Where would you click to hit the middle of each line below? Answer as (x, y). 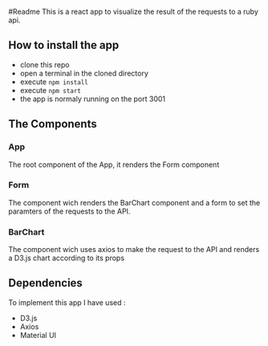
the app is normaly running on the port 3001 (93, 99)
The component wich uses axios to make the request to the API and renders (134, 250)
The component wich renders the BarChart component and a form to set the (134, 202)
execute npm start (51, 90)
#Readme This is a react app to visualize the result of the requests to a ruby (134, 12)
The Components (53, 124)
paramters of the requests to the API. (69, 211)
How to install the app (64, 45)
